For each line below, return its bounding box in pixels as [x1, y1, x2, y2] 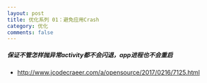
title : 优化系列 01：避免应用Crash [7, 16, 99, 23]
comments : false [7, 29, 53, 36]
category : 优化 [7, 22, 49, 29]
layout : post [7, 10, 45, 17]
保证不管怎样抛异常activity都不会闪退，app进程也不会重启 [7, 50, 173, 59]
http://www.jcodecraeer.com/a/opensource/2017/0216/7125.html [16, 69, 200, 77]
